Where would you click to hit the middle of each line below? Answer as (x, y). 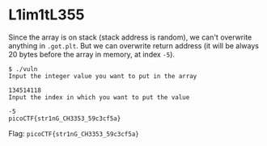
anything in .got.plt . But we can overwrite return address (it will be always (133, 45)
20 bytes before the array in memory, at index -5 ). (92, 54)
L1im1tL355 (47, 15)
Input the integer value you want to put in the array (103, 76)
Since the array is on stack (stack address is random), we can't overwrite (130, 37)
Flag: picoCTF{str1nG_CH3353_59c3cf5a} (74, 133)
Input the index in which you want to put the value (99, 97)
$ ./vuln (23, 69)
